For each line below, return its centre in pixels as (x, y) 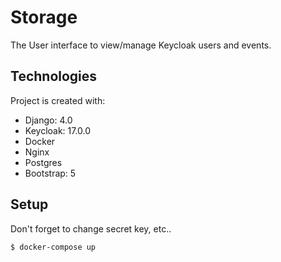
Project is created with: (58, 100)
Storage (44, 17)
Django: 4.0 (48, 120)
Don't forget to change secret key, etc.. (91, 228)
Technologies (54, 76)
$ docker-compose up (53, 247)
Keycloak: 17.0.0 (58, 130)
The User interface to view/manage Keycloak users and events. (141, 45)
